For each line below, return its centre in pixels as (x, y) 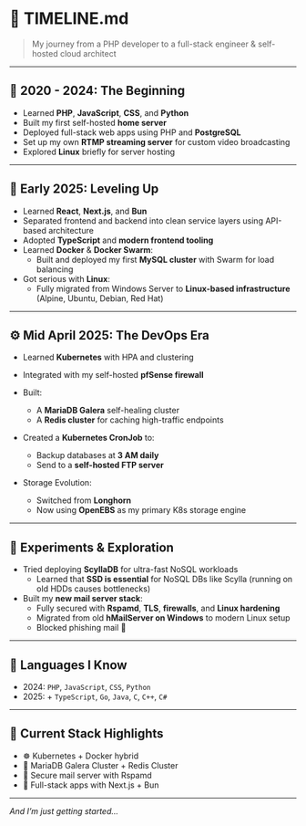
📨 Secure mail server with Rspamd (87, 775)
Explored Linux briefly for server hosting (99, 152)
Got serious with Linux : (66, 278)
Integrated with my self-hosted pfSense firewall (113, 375)
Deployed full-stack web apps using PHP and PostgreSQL (132, 132)
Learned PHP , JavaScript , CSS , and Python (106, 112)
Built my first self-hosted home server (94, 122)
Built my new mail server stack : (82, 599)
